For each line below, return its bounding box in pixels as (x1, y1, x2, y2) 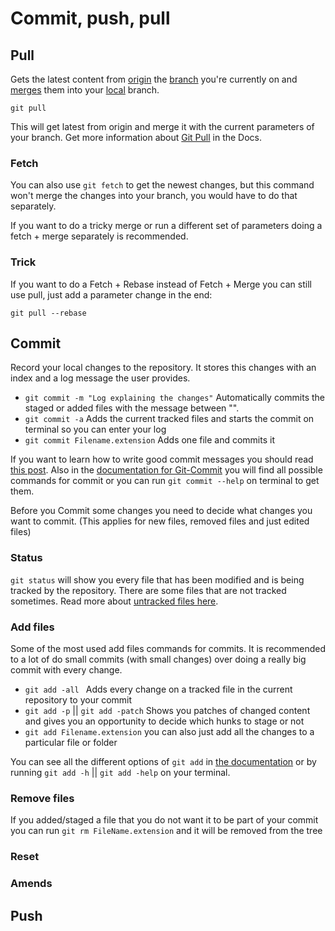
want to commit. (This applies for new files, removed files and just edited (10, 515, 310, 527)
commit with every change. (10, 664, 123, 676)
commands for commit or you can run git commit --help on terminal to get (10, 475, 320, 487)
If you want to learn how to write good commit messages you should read (10, 453, 314, 466)
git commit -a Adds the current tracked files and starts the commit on (24, 413, 315, 425)
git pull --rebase (10, 308, 87, 318)
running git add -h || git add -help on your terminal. (10, 767, 231, 778)
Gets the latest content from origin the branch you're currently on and (10, 73, 298, 85)
